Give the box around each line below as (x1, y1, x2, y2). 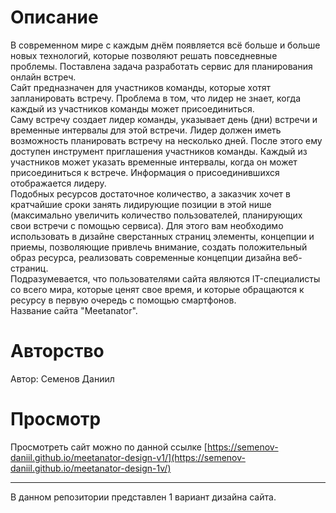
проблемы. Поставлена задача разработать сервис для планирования (10, 60, 313, 72)
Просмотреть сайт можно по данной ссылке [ (10, 441, 208, 453)
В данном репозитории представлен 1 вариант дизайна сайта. (10, 491, 277, 503)
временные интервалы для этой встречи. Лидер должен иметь (10, 124, 282, 136)
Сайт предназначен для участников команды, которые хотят (10, 81, 272, 93)
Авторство (10, 340, 105, 363)
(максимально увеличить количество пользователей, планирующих (10, 209, 303, 221)
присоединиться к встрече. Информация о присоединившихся (10, 166, 280, 178)
